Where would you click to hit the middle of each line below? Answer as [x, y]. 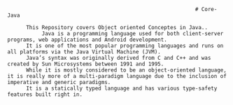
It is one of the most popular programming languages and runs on [125, 46]
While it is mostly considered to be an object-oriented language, [126, 70]
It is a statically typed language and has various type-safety [121, 88]
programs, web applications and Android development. [87, 40]
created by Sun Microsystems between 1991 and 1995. [86, 64]
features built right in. [45, 95]
